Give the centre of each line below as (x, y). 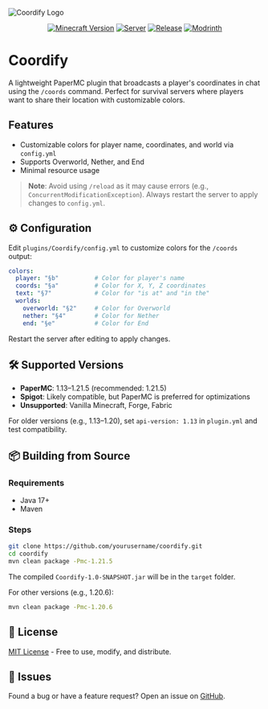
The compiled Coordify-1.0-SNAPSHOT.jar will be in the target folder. (122, 576)
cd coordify (28, 554)
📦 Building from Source (69, 456)
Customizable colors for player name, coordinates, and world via (127, 144)
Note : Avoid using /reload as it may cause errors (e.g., (118, 186)
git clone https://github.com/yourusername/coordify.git (106, 546)
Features (31, 125)
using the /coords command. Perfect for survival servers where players (126, 91)
